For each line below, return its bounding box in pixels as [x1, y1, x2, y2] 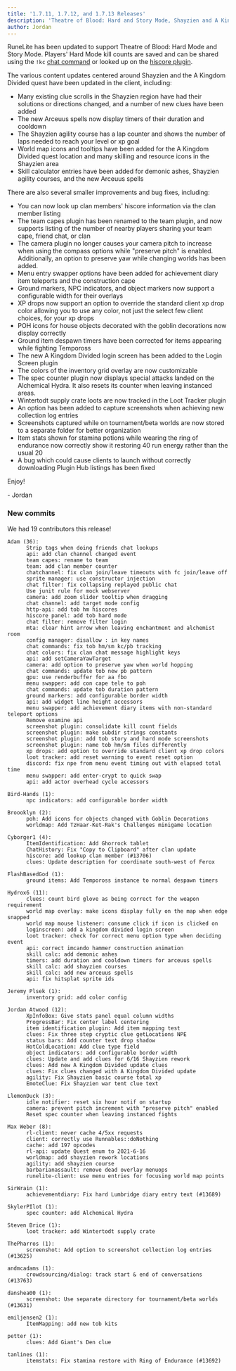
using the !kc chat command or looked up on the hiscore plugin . [7, 58, 193, 66]
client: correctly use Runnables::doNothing [25, 1135, 159, 1142]
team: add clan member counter [25, 562, 118, 570]
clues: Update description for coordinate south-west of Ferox [25, 858, 216, 866]
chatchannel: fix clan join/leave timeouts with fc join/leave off [25, 569, 228, 576]
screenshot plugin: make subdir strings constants [25, 729, 178, 736]
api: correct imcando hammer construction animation [25, 944, 184, 952]
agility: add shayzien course [25, 1160, 114, 1167]
